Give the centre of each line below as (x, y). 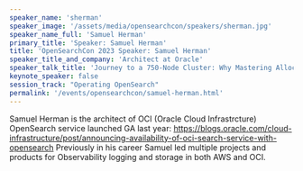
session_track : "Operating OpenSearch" (84, 85)
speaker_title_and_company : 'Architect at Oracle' (106, 59)
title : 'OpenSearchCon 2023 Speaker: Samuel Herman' (110, 51)
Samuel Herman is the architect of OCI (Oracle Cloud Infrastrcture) (133, 119)
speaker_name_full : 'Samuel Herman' (78, 34)
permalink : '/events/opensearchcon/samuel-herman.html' (116, 93)
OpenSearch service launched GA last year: (91, 128)
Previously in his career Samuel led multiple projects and (161, 147)
